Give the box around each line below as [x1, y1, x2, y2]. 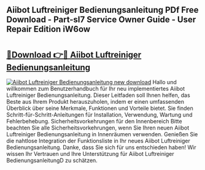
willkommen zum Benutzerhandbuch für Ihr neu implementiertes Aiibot [6, 85, 185, 92]
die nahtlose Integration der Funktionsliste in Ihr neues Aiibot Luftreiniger [6, 137, 190, 144]
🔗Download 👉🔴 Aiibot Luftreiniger [6, 49, 142, 60]
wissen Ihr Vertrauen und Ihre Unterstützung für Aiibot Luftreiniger [6, 150, 175, 157]
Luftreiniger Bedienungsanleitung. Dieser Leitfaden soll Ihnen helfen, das [6, 91, 190, 99]
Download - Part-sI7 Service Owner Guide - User [6, 15, 196, 25]
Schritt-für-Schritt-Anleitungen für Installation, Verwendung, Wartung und [6, 111, 193, 118]
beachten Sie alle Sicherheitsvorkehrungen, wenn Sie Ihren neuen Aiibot [6, 124, 190, 131]
